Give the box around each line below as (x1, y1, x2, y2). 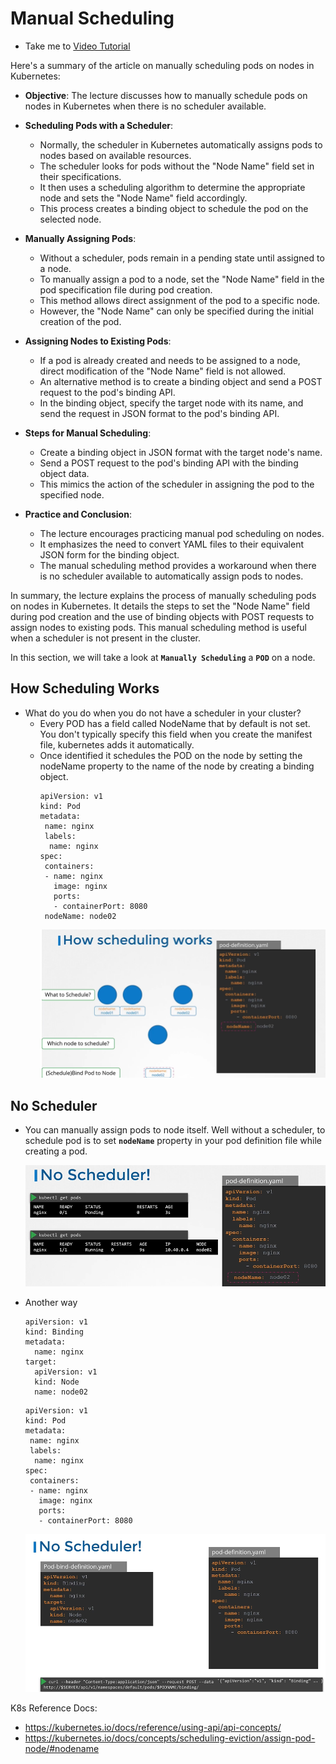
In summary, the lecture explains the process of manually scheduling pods (10, 589, 317, 601)
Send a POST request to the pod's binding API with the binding (39, 457, 299, 469)
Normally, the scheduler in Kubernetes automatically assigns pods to (39, 138, 323, 151)
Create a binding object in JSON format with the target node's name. (39, 446, 323, 458)
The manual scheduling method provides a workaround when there (39, 559, 317, 571)
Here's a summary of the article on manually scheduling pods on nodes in (10, 59, 315, 71)
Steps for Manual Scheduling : (24, 427, 152, 439)
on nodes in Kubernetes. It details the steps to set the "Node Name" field (10, 600, 311, 612)
